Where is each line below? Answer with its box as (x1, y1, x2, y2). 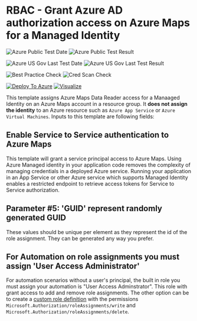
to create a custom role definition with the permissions (6, 296, 139, 303)
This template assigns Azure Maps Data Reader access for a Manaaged (6, 94, 180, 101)
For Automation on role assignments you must (6, 252, 180, 262)
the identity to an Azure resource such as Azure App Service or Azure (6, 106, 176, 114)
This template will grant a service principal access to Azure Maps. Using (6, 155, 182, 162)
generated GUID (6, 213, 67, 223)
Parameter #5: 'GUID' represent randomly (6, 203, 162, 213)
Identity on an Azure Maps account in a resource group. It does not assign (6, 100, 188, 107)
